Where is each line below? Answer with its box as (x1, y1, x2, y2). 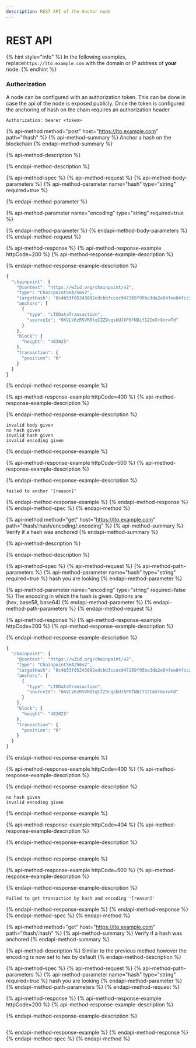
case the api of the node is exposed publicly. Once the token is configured (6, 100, 185, 107)
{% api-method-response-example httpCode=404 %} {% (6, 821, 145, 828)
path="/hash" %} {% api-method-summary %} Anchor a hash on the (6, 134, 171, 141)
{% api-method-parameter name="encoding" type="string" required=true (6, 209, 184, 216)
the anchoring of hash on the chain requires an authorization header (6, 106, 170, 113)
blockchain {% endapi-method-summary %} (6, 140, 113, 147)
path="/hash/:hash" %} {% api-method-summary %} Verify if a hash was (6, 930, 183, 937)
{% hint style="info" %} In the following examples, (6, 53, 127, 60)
